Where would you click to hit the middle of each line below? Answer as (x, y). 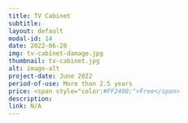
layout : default (36, 31)
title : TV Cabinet (39, 16)
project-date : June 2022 (50, 76)
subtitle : (25, 23)
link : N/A (25, 106)
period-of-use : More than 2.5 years (70, 83)
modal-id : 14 (31, 38)
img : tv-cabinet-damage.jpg (56, 53)
